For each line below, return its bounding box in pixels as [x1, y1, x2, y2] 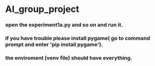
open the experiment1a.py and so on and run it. [5, 21, 123, 28]
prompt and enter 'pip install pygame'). [5, 41, 104, 48]
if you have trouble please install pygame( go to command [5, 35, 150, 42]
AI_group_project [5, 3, 80, 15]
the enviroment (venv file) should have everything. [5, 54, 132, 61]
